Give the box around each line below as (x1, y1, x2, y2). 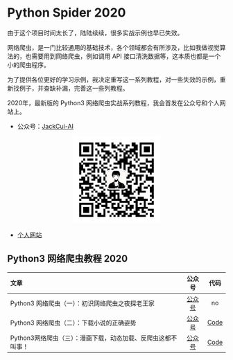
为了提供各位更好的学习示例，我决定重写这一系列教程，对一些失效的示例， (7, 75, 220, 84)
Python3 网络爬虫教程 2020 (7, 253, 128, 264)
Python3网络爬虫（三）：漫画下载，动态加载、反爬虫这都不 (10, 334, 178, 342)
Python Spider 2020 (7, 5, 126, 21)
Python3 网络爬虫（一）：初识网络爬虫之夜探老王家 (10, 299, 155, 307)
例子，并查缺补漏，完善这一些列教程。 (19, 84, 129, 92)
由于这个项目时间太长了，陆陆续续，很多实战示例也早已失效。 (7, 28, 184, 37)
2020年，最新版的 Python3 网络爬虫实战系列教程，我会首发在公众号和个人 (7, 98, 220, 107)
